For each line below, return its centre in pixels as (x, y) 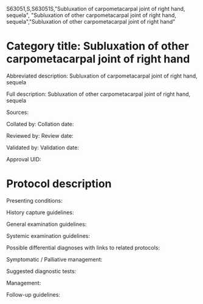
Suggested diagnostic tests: (41, 271)
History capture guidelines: (40, 212)
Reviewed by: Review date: (40, 135)
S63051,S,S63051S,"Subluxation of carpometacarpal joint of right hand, (96, 9)
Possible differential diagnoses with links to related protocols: (83, 248)
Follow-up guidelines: (33, 294)
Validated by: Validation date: (43, 147)
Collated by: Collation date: (40, 124)
